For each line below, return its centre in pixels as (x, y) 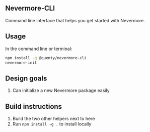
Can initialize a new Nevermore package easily (61, 91)
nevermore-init (21, 63)
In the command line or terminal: (39, 49)
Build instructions (33, 106)
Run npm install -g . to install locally (52, 124)
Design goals (26, 78)
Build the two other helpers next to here (54, 119)
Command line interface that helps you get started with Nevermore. (75, 20)
